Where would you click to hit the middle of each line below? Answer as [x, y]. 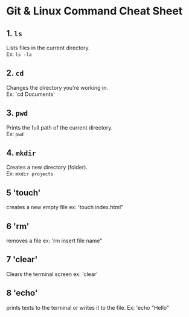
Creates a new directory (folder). [47, 168]
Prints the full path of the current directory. [59, 127]
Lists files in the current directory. [48, 48]
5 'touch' [24, 193]
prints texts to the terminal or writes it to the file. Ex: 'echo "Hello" [88, 307]
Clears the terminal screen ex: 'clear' [52, 274]
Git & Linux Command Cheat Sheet [94, 11]
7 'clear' [22, 259]
